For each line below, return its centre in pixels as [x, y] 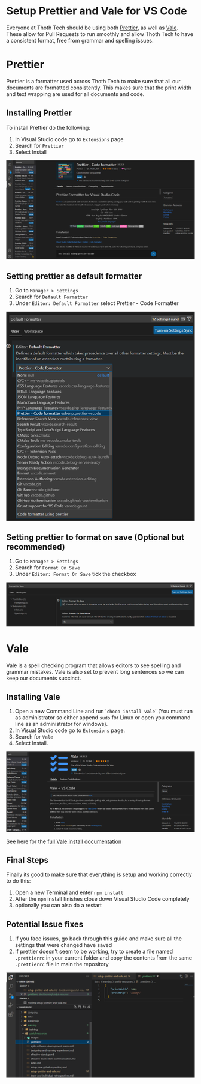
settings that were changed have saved [63, 945]
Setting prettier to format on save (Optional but [95, 537]
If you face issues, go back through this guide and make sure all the [98, 939]
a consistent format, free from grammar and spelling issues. [80, 40]
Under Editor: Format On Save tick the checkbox [75, 574]
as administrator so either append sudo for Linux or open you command [103, 718]
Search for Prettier [39, 145]
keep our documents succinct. [44, 678]
